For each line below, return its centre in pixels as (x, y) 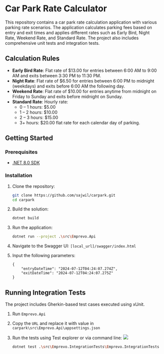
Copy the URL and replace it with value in (53, 324)
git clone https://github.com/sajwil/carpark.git (64, 195)
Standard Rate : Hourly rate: (40, 102)
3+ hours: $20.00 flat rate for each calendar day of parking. (80, 122)
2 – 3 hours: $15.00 (39, 117)
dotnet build (25, 218)
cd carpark (23, 200)
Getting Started (29, 138)
